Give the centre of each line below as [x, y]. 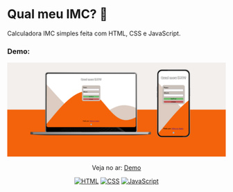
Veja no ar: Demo [116, 167]
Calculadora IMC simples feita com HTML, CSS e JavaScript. [94, 33]
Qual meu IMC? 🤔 [58, 14]
